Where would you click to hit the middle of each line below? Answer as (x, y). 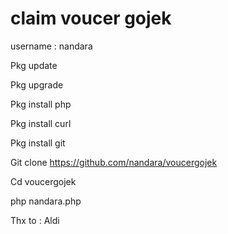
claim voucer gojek (91, 18)
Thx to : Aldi (35, 220)
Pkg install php (41, 104)
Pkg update (34, 65)
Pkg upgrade (37, 84)
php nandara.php (46, 201)
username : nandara (51, 46)
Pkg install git (38, 143)
